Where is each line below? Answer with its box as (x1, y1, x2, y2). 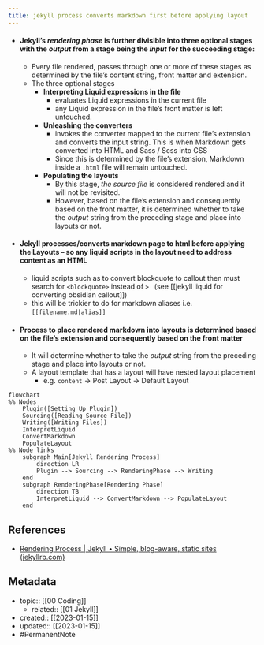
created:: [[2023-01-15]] (19, 613, 99, 622)
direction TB (36, 488, 80, 496)
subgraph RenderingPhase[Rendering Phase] (22, 481, 164, 489)
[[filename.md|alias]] (31, 308, 106, 316)
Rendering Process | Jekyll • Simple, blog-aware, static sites (19, 544, 217, 554)
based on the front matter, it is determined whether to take (54, 204, 245, 214)
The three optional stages (31, 78, 115, 88)
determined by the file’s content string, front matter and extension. (31, 70, 247, 80)
